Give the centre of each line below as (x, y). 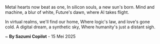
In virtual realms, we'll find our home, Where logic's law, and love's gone (78, 22)
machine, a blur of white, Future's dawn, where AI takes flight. (67, 12)
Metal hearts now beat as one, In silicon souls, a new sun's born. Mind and (80, 7)
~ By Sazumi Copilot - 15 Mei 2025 (40, 36)
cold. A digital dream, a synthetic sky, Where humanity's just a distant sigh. (80, 27)
